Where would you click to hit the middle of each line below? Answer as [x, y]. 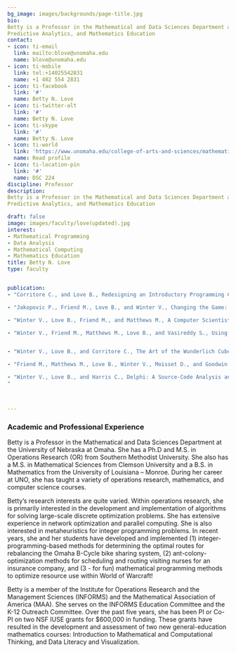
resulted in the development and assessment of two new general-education [117, 627]
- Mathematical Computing [45, 250]
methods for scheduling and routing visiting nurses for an [127, 561]
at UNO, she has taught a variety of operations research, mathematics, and [116, 480]
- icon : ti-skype [33, 125]
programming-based [37, 546]
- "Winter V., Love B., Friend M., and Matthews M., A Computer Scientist [119, 320]
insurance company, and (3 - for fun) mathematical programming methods [115, 568]
